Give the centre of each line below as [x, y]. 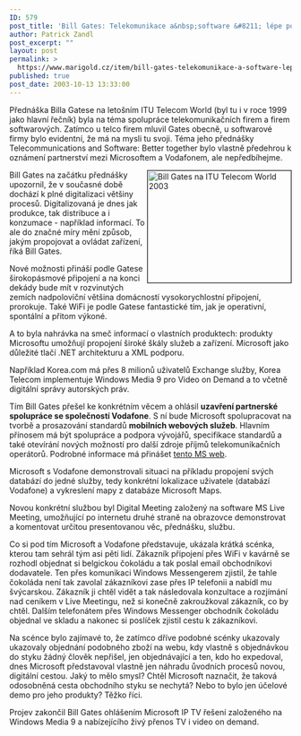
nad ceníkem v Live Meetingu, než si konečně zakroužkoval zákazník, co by [149, 601]
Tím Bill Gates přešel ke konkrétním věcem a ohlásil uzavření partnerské [144, 406]
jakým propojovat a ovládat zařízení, [76, 241]
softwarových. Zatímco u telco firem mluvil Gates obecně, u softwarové [141, 129]
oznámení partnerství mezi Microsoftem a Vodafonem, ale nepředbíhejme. [146, 157]
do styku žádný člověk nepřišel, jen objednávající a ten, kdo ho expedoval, [146, 656]
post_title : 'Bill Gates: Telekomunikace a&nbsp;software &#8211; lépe [146, 26]
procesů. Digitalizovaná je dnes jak [73, 203]
